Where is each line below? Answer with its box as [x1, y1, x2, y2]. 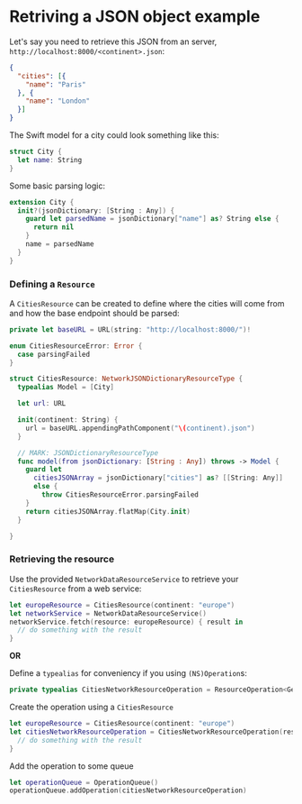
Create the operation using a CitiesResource [9, 701, 173, 713]
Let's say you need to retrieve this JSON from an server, [9, 36, 218, 47]
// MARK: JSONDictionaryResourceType [17, 448, 159, 457]
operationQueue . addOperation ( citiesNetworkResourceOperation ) [9, 786, 247, 795]
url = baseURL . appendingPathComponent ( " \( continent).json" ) [25, 424, 255, 433]
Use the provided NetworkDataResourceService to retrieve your [9, 573, 239, 584]
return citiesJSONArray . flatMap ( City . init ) [25, 507, 191, 516]
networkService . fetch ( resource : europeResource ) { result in [9, 617, 244, 626]
